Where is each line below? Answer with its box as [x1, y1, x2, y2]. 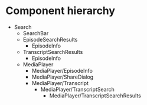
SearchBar [22, 29, 49, 36]
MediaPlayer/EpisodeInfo [31, 67, 93, 74]
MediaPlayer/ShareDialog [31, 73, 94, 80]
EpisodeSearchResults [22, 36, 78, 43]
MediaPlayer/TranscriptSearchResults [49, 92, 141, 99]
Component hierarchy [5, 4, 116, 18]
